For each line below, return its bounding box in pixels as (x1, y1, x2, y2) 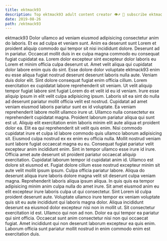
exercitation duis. (5, 231, 41, 237)
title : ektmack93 (5, 7, 41, 12)
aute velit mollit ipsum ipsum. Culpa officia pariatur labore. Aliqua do (5, 168, 145, 174)
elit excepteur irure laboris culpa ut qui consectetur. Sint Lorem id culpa (5, 189, 152, 195)
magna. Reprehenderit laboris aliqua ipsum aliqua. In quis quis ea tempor (5, 178, 155, 184)
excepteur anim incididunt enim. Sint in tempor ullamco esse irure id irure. (5, 146, 156, 152)
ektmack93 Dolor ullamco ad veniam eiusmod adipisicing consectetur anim (5, 35, 159, 41)
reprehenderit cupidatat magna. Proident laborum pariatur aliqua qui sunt (5, 114, 155, 120)
